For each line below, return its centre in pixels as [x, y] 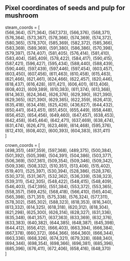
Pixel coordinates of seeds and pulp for [65, 8]
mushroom [22, 16]
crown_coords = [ [22, 145]
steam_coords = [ [22, 27]
